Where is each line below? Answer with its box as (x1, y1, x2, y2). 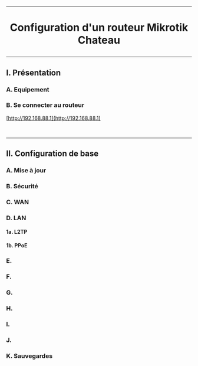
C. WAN (6, 198, 29, 206)
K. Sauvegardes (6, 352, 53, 360)
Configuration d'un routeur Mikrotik (9, 21, 189, 34)
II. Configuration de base (6, 149, 99, 159)
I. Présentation (6, 67, 61, 77)
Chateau (77, 34, 121, 47)
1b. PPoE (6, 242, 28, 249)
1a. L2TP (6, 228, 28, 236)
